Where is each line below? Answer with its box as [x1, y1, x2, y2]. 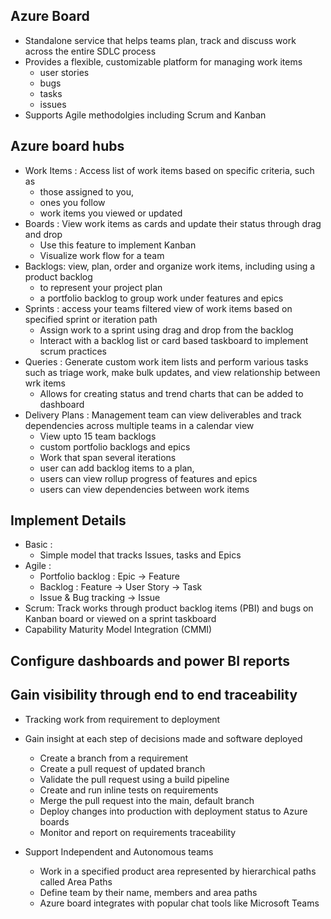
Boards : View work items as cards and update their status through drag [24, 217, 322, 229]
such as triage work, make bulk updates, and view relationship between [24, 366, 321, 378]
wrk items [24, 377, 67, 389]
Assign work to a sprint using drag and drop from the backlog [39, 324, 294, 336]
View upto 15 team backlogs [39, 430, 157, 442]
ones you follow [39, 196, 106, 208]
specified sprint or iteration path [24, 313, 158, 325]
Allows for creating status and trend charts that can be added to [39, 387, 304, 399]
